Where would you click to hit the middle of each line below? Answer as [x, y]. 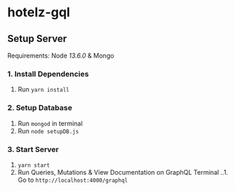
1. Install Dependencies [48, 74]
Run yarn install [43, 89]
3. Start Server [33, 149]
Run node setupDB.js [48, 131]
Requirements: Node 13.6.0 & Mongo [61, 55]
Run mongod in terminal [50, 123]
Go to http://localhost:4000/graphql [72, 180]
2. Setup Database [40, 108]
